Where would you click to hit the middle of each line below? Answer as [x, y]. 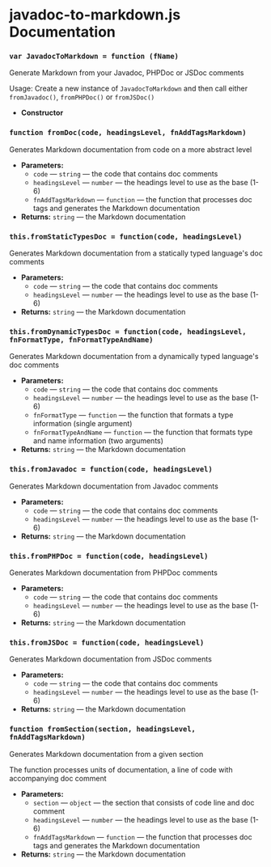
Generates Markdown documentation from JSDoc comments [111, 659]
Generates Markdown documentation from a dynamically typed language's [134, 357]
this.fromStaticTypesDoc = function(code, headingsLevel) [126, 237]
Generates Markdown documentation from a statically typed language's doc [136, 253]
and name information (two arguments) [98, 441]
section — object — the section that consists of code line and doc [144, 802]
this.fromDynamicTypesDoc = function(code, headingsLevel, [128, 332]
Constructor [42, 113]
